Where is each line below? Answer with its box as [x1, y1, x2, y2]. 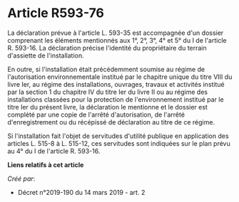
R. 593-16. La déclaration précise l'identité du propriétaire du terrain [7, 43, 207, 52]
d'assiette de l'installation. [7, 51, 84, 60]
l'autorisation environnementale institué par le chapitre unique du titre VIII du [7, 73, 233, 81]
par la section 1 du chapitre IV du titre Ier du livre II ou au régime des [7, 87, 208, 96]
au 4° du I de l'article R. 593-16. [7, 147, 101, 155]
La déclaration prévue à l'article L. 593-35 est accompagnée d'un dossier [7, 28, 224, 37]
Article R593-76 [7, 5, 105, 21]
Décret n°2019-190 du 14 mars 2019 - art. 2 [17, 188, 146, 196]
